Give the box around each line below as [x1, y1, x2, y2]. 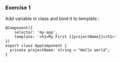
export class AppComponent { [5, 43, 67, 48]
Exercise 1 [5, 4, 31, 11]
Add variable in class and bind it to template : [5, 16, 100, 22]
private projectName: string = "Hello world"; [10, 48, 110, 53]
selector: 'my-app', [14, 30, 58, 35]
